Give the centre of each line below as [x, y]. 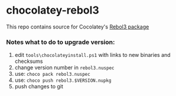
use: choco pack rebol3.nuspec [52, 74]
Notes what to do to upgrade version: [61, 42]
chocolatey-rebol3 [53, 10]
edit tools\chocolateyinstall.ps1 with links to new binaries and [92, 55]
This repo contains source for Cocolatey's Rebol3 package [78, 27]
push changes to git [39, 87]
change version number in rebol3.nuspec [64, 68]
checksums [29, 61]
